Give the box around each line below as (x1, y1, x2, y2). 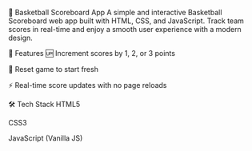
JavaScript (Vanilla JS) (8, 133, 83, 143)
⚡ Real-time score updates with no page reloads (8, 81, 167, 89)
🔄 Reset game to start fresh (8, 65, 98, 74)
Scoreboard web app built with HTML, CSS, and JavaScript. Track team (8, 16, 244, 26)
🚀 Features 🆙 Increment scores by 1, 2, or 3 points (8, 49, 176, 58)
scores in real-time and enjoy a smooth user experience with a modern (8, 25, 242, 34)
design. (8, 33, 34, 42)
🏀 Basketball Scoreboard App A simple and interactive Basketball (8, 8, 222, 17)
